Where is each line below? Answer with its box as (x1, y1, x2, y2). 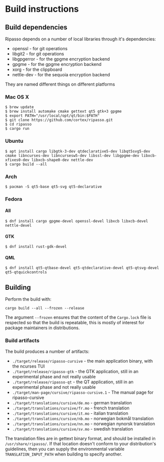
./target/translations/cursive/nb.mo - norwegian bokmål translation (12, 415, 154, 421)
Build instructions (5, 3, 79, 15)
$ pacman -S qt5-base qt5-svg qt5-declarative (5, 184, 102, 189)
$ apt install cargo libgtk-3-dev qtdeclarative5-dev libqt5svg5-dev (5, 149, 151, 154)
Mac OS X (5, 93, 29, 100)
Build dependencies (5, 23, 68, 31)
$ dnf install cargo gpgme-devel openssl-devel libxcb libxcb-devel (5, 219, 148, 224)
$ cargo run (5, 126, 29, 131)
